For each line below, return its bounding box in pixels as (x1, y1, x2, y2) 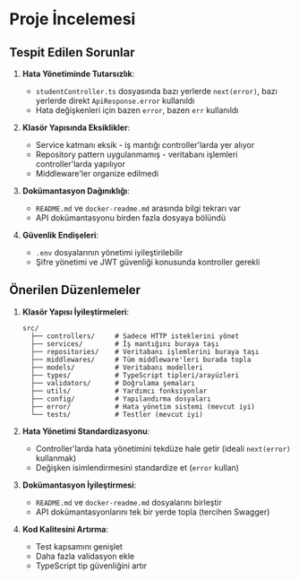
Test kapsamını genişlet (35, 541, 124, 551)
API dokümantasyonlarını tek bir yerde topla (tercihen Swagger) (35, 506, 270, 517)
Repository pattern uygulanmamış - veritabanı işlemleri (35, 149, 238, 160)
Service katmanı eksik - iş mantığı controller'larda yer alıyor (35, 140, 255, 150)
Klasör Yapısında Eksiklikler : (21, 122, 131, 133)
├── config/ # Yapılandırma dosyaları (30, 394, 212, 403)
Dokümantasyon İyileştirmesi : (21, 480, 137, 490)
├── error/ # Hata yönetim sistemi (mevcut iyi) (30, 402, 256, 411)
